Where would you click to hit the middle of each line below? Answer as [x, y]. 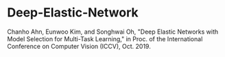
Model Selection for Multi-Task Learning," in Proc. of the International [105, 38]
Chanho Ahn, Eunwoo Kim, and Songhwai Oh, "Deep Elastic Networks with [113, 32]
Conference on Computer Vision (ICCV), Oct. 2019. [79, 46]
